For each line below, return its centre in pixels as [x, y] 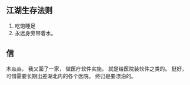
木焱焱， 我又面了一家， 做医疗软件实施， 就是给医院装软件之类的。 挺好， [96, 69]
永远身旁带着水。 [35, 33]
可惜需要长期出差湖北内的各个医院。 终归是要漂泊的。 [71, 76]
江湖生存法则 [29, 11]
